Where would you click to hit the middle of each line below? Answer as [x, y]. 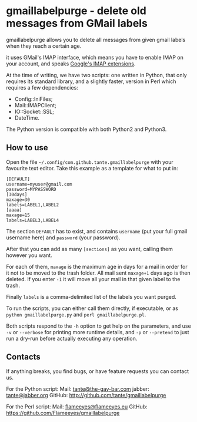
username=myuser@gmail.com [39, 184]
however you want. [29, 255]
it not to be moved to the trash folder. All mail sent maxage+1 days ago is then [98, 273]
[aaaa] [14, 210]
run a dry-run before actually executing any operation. [72, 338]
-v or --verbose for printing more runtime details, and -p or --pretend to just [98, 332]
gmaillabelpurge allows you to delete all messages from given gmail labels [96, 39]
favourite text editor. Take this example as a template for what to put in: [92, 168]
